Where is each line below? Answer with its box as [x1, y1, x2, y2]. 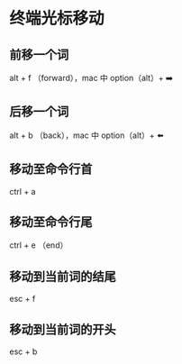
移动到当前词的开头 [9, 322, 116, 337]
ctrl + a [9, 186, 36, 196]
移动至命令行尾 [9, 214, 93, 230]
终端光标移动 [9, 8, 105, 29]
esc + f [9, 294, 36, 305]
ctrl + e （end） [9, 240, 68, 250]
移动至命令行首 [9, 161, 93, 177]
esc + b [9, 346, 38, 357]
